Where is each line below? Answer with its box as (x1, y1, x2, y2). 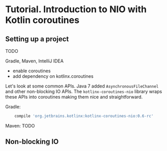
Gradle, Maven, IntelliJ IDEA (5, 58, 64, 64)
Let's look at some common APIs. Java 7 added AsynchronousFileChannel (5, 83, 159, 89)
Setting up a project (5, 35, 69, 43)
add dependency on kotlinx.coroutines (12, 73, 94, 79)
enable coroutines (12, 68, 51, 74)
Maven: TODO (5, 123, 35, 129)
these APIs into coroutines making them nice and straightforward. (5, 94, 143, 100)
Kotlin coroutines (5, 14, 80, 26)
